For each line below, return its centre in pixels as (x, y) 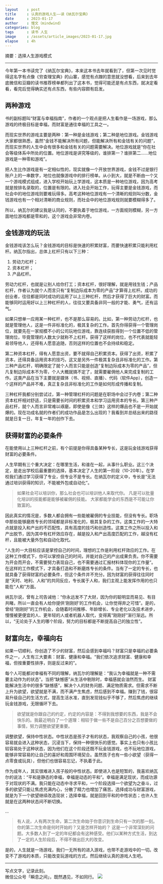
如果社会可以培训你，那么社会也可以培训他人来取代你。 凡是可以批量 (85, 493)
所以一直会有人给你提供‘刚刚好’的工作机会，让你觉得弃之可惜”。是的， (88, 603)
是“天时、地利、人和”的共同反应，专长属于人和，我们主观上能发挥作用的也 (79, 581)
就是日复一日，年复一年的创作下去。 (41, 419)
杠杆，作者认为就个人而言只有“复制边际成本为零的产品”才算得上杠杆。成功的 (81, 290)
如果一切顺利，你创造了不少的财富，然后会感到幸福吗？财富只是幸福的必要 (79, 651)
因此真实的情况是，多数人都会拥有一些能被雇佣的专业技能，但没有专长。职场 (81, 515)
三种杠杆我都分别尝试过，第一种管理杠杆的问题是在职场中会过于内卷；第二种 (81, 394)
